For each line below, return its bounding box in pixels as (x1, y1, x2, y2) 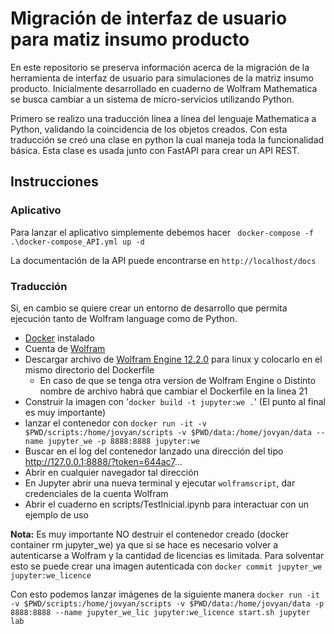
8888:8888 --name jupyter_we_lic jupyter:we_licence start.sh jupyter (10, 607, 311, 617)
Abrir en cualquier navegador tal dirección (24, 466, 199, 478)
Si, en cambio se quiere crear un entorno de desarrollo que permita (10, 302, 288, 314)
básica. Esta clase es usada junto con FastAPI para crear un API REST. (10, 144, 300, 156)
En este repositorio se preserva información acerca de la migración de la (10, 61, 310, 73)
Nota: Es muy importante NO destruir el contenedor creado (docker (10, 528, 289, 540)
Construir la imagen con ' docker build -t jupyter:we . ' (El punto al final (24, 395, 326, 407)
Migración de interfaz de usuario (10, 7, 288, 30)
